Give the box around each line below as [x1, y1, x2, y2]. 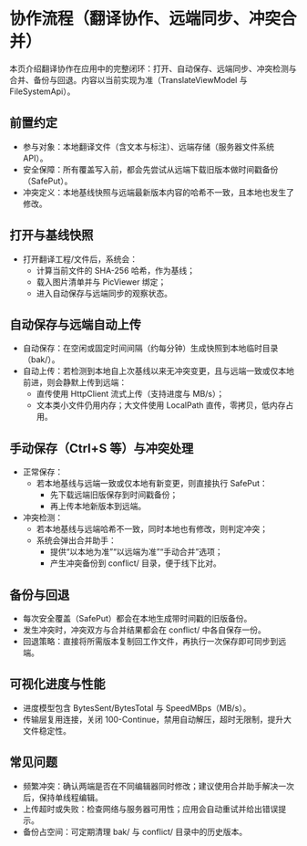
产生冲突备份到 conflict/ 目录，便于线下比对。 [49, 558, 221, 569]
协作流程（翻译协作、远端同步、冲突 [9, 8, 281, 29]
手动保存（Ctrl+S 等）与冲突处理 [9, 440, 194, 456]
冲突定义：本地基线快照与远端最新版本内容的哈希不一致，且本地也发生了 [22, 186, 294, 197]
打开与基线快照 [9, 227, 94, 243]
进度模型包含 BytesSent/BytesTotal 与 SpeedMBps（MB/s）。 [22, 702, 251, 713]
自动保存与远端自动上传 [9, 317, 141, 332]
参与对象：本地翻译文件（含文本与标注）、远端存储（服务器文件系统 [22, 141, 275, 151]
